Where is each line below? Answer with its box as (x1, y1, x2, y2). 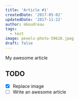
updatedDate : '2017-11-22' (5, 17, 63, 22)
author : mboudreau (5, 21, 44, 27)
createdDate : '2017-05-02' (5, 12, 63, 17)
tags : (5, 27, 17, 32)
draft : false (5, 41, 33, 46)
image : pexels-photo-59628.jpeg (5, 36, 74, 41)
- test (10, 31, 24, 36)
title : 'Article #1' (5, 7, 49, 13)
